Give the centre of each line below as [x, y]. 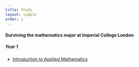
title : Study [19, 10]
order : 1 [14, 19]
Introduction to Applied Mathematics [50, 59]
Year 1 [12, 46]
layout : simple [21, 14]
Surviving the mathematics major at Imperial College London [69, 35]
